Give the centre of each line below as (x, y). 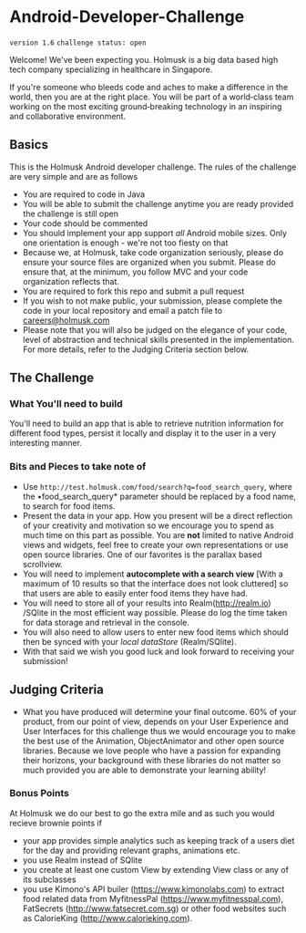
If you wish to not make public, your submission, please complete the (153, 301)
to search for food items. (69, 506)
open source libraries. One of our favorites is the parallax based (142, 555)
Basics (29, 145)
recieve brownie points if (56, 823)
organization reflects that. (71, 281)
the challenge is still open (70, 213)
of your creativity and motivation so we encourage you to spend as (148, 525)
